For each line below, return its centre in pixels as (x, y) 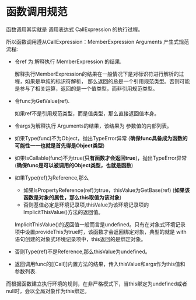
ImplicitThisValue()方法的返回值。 (63, 212)
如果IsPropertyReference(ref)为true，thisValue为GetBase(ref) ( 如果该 (106, 190)
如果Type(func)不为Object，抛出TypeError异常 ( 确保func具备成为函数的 (101, 138)
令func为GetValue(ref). (42, 101)
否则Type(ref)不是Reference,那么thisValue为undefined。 (82, 251)
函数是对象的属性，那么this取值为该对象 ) (72, 197)
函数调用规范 (37, 12)
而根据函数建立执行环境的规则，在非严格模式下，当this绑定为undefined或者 (97, 284)
